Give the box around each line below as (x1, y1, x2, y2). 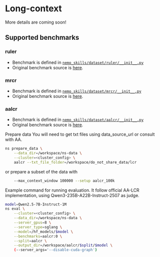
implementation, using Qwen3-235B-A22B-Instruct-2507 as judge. (5, 192, 139, 198)
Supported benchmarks (5, 33, 79, 42)
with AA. (5, 137, 23, 143)
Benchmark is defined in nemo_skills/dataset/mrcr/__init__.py (12, 88, 142, 94)
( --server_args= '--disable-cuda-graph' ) (14, 248, 97, 253)
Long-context (5, 3, 62, 14)
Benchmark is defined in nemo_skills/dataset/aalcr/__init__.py (12, 116, 144, 123)
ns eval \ (5, 206, 25, 211)
